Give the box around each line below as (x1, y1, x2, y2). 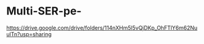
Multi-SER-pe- (6, 4, 82, 18)
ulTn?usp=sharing (6, 30, 52, 37)
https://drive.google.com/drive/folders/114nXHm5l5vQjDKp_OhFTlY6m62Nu (6, 24, 198, 31)
